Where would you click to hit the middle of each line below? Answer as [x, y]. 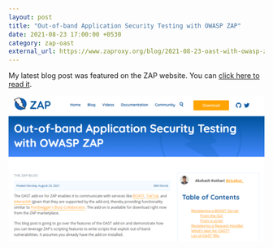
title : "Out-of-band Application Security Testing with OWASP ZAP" [125, 26]
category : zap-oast [41, 43]
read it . [20, 85]
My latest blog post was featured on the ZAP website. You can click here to [134, 76]
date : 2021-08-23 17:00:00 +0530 [65, 34]
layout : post [30, 17]
